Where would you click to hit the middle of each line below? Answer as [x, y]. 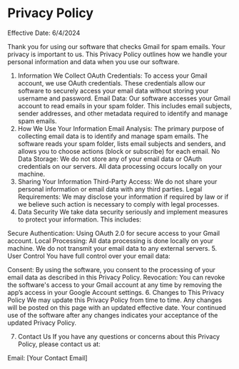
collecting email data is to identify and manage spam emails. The [113, 136]
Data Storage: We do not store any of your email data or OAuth [110, 159]
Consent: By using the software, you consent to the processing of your [111, 269]
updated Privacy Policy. [42, 323]
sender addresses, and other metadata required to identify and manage [123, 113]
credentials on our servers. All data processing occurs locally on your [120, 166]
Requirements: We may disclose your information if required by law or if [123, 197]
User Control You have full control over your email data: [89, 256]
